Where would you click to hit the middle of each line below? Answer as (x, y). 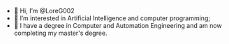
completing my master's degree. (60, 33)
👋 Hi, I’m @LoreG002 (44, 11)
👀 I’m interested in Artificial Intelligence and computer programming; (112, 18)
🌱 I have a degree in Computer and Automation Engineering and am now (118, 25)
